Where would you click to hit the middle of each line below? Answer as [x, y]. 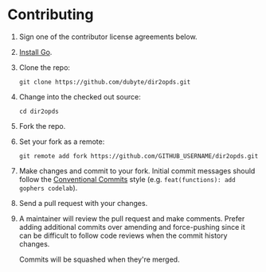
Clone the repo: [45, 67]
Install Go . [35, 52]
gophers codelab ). [48, 188]
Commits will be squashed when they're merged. [99, 259]
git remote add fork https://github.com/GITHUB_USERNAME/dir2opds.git [139, 156]
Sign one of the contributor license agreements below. [108, 37]
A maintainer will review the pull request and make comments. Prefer [132, 218]
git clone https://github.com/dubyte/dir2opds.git [105, 82]
